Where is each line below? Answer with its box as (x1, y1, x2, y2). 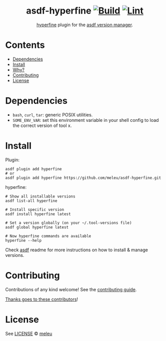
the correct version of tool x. (12, 122, 72, 128)
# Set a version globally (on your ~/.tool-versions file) (5, 220, 132, 225)
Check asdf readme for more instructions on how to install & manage (5, 247, 148, 253)
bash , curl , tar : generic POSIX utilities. (12, 111, 93, 118)
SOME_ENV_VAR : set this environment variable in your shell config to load (12, 117, 159, 123)
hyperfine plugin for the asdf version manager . (36, 22, 133, 28)
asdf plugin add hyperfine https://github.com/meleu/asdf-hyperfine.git (5, 175, 161, 180)
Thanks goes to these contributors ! (5, 296, 78, 302)
